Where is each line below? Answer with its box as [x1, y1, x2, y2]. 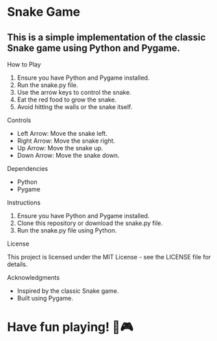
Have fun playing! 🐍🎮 [7, 320, 133, 335]
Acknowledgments [7, 274, 60, 281]
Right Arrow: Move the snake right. [16, 137, 116, 145]
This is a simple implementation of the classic [7, 32, 206, 43]
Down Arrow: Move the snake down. [16, 152, 120, 159]
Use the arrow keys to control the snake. [16, 89, 131, 96]
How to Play [7, 60, 41, 69]
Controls [7, 116, 31, 124]
